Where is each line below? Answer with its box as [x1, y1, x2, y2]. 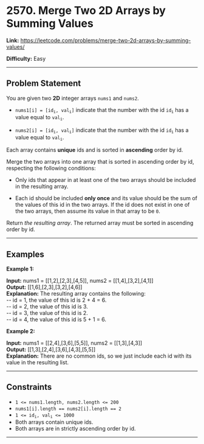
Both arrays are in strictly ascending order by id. [15, 425, 136, 432]
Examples [6, 249, 44, 259]
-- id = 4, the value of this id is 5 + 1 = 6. [6, 316, 107, 323]
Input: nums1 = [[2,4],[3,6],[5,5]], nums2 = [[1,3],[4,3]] [6, 339, 143, 347]
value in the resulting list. [6, 359, 69, 366]
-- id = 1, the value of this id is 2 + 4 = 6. [6, 296, 107, 304]
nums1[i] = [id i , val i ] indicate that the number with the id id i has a [15, 106, 189, 114]
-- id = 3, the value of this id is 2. [6, 310, 88, 317]
